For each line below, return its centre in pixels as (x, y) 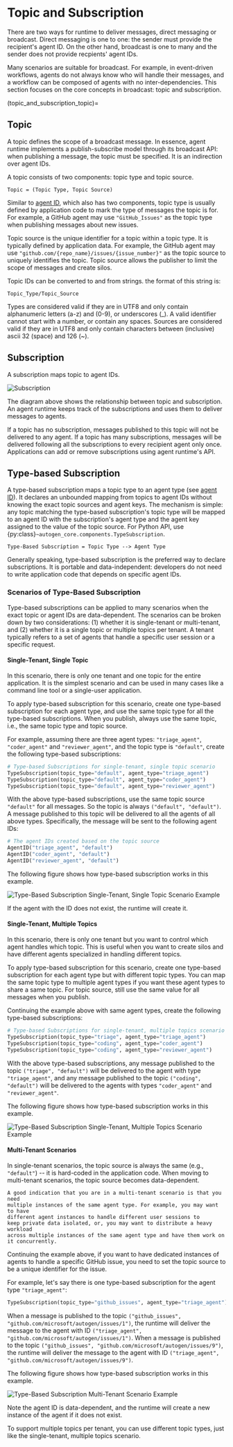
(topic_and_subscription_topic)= (53, 103)
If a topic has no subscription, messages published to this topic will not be (113, 429)
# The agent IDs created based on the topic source (83, 841)
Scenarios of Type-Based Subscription (74, 593)
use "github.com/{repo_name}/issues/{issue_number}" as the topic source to (116, 253)
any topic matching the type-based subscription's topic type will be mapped (116, 512)
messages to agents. (37, 416)
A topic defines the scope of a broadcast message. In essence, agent (106, 141)
